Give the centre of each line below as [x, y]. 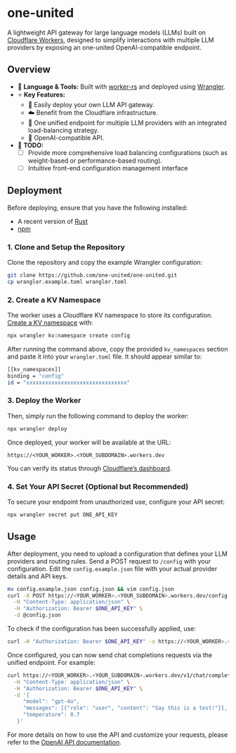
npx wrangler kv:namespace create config [69, 336]
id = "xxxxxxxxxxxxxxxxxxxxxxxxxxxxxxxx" [69, 382]
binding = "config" [36, 376]
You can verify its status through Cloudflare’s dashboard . [90, 468]
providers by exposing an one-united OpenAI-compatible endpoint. [104, 47]
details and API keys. [38, 576]
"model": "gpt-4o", [51, 702]
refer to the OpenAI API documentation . [64, 742]
